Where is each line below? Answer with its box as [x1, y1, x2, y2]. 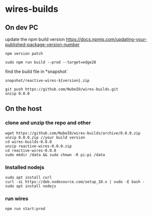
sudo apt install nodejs [5, 183, 56, 189]
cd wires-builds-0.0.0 [5, 139, 52, 144]
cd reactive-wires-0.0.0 [5, 148, 56, 153]
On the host [5, 105, 42, 113]
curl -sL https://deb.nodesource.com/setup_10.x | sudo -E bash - [5, 179, 145, 184]
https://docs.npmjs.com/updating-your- [66, 36, 147, 42]
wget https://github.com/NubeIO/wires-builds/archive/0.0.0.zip [5, 130, 141, 136]
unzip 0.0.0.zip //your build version [5, 135, 85, 140]
